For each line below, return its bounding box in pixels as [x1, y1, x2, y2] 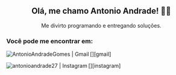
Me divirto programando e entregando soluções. [41, 22, 162, 29]
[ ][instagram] [88, 62, 121, 70]
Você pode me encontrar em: [6, 37, 93, 45]
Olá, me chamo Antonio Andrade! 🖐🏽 [31, 6, 172, 16]
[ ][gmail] [90, 50, 112, 58]
